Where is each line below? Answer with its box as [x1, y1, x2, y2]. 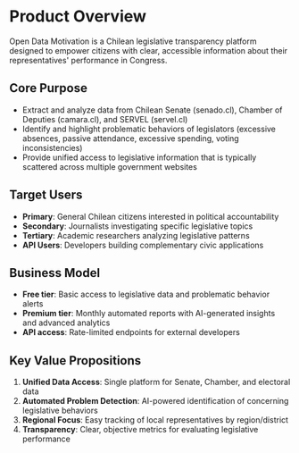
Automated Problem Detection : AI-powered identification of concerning [21, 396, 289, 407]
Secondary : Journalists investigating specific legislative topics [21, 221, 253, 231]
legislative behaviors [21, 405, 98, 416]
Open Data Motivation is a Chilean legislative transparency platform [9, 36, 257, 46]
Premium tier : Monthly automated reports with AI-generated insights [21, 308, 276, 319]
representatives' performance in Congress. [9, 55, 168, 65]
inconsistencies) [21, 142, 83, 153]
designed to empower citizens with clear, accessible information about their [9, 45, 288, 55]
